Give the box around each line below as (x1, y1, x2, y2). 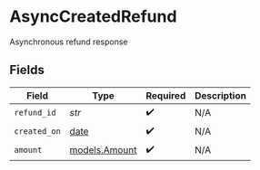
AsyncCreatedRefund (9, 6, 177, 27)
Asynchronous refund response (9, 36, 128, 47)
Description (194, 89, 247, 101)
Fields (9, 62, 45, 78)
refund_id (14, 108, 56, 118)
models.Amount (69, 144, 137, 156)
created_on (14, 127, 61, 137)
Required (145, 89, 186, 101)
